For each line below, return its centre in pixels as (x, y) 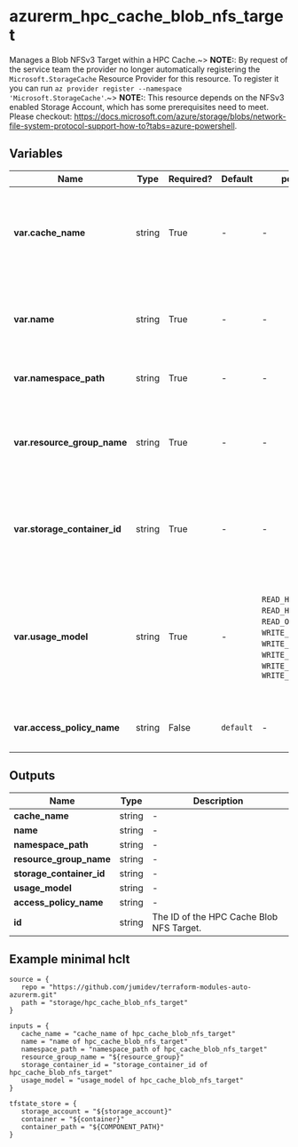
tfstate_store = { (43, 1104)
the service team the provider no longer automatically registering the (135, 69)
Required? (190, 178)
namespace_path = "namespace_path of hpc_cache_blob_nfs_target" (144, 1049)
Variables (36, 154)
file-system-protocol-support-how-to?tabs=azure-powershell (122, 125)
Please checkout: (41, 116)
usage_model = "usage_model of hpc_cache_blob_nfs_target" (132, 1080)
